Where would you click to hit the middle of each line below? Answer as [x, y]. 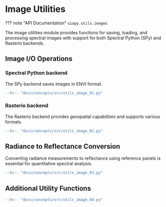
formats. [14, 122]
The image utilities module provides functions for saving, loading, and [76, 32]
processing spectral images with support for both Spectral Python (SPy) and [83, 38]
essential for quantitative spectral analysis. [49, 164]
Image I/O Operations [39, 59]
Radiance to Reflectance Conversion [63, 147]
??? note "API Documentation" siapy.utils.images [56, 23]
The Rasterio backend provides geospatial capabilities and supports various [83, 116]
